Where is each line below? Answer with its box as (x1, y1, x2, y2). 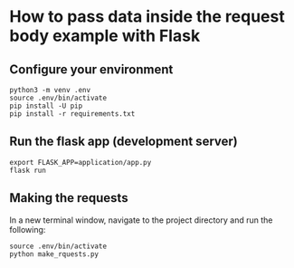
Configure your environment (9, 62, 174, 77)
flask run (9, 166, 47, 175)
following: (9, 224, 46, 234)
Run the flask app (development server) (9, 134, 238, 149)
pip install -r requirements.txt (9, 110, 136, 119)
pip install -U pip (9, 101, 83, 110)
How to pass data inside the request (9, 6, 285, 27)
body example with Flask (9, 25, 201, 46)
